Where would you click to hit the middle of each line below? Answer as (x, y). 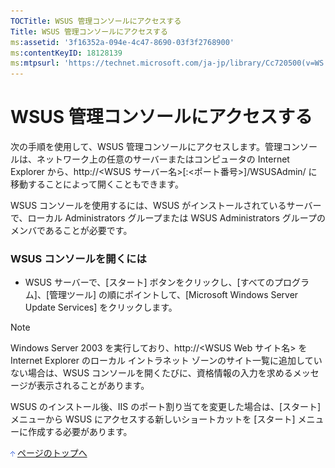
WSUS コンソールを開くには (78, 258)
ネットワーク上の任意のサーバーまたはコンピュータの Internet (163, 159)
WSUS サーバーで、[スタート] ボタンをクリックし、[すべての (149, 282)
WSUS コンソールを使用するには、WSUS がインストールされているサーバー (166, 206)
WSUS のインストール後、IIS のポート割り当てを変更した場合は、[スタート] (166, 407)
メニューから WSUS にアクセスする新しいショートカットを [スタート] (153, 419)
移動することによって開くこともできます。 (97, 184)
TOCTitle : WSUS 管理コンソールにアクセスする (96, 21)
